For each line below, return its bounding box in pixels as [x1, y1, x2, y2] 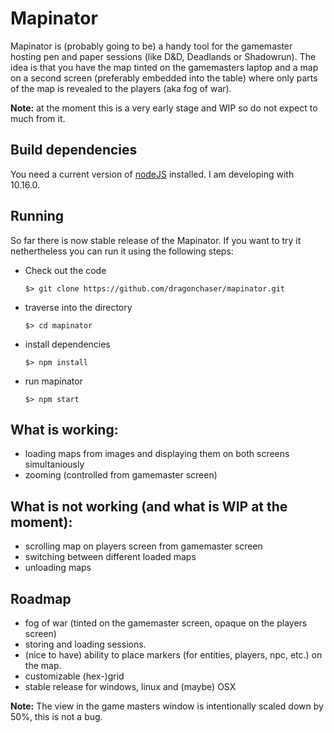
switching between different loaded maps [24, 551, 197, 563]
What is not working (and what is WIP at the [10, 498, 288, 515]
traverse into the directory [24, 301, 133, 313]
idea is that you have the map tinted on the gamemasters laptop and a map [10, 61, 319, 73]
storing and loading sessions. [24, 638, 147, 650]
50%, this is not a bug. [10, 711, 103, 722]
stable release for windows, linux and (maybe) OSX [24, 681, 237, 692]
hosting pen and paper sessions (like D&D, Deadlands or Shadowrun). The [10, 50, 317, 62]
